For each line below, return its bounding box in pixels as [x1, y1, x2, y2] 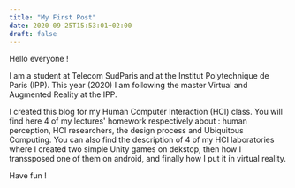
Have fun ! [9, 170, 47, 181]
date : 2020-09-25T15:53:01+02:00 [9, 21, 132, 30]
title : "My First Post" [9, 12, 97, 22]
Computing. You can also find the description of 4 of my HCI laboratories [9, 134, 275, 146]
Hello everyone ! [9, 54, 69, 64]
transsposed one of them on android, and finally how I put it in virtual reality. [9, 154, 287, 164]
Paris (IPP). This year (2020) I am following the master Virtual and [9, 80, 248, 91]
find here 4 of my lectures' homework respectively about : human [9, 116, 247, 126]
